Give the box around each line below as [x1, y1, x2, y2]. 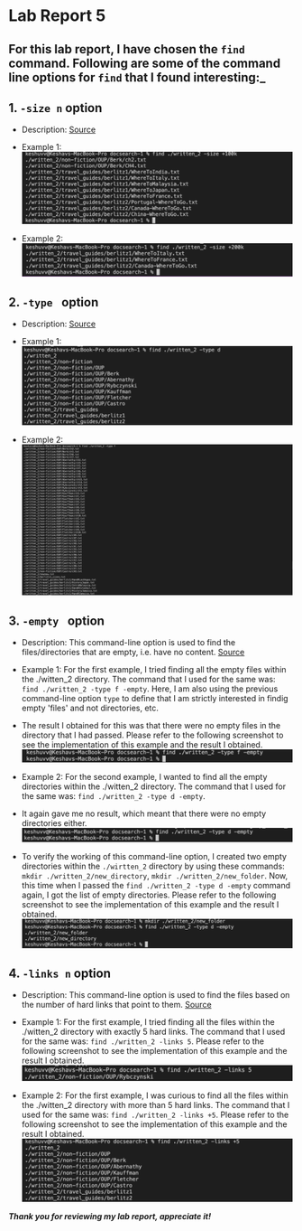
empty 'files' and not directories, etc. [21, 702, 160, 714]
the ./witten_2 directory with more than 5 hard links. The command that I [21, 1099, 290, 1110]
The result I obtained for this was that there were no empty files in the [21, 720, 281, 731]
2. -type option [8, 295, 99, 310]
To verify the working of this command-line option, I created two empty [21, 851, 288, 862]
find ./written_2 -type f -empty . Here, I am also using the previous [21, 683, 279, 694]
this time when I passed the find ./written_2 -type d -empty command [21, 880, 290, 891]
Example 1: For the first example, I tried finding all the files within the [21, 1017, 276, 1028]
